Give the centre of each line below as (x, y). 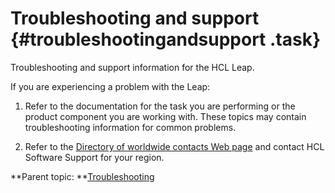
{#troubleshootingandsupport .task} (166, 39)
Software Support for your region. (94, 157)
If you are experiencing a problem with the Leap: (110, 86)
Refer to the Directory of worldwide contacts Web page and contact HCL (174, 146)
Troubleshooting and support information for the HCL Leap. (132, 67)
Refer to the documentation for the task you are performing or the (160, 106)
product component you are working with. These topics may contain (165, 116)
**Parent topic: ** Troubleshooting (82, 176)
